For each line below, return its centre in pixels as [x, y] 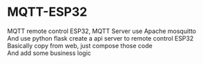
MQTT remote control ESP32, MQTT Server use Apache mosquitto [102, 31]
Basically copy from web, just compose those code [80, 45]
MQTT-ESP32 [47, 12]
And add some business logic [49, 53]
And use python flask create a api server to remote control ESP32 [100, 38]
